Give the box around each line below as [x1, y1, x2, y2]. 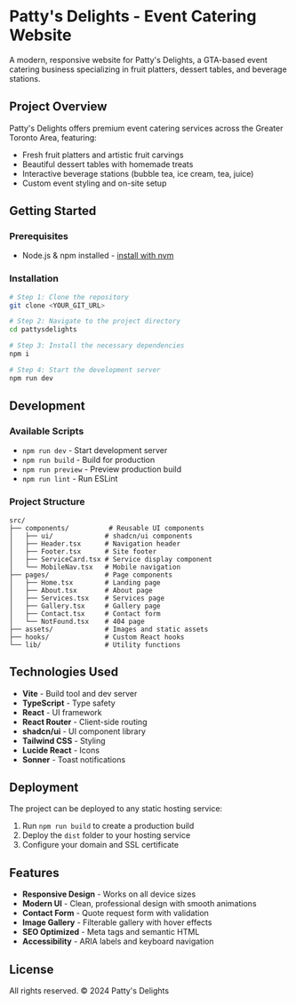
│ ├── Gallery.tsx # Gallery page [9, 602, 162, 610]
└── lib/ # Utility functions [9, 640, 180, 650]
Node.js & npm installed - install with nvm [21, 251, 174, 261]
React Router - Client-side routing [21, 716, 148, 727]
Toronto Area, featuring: [9, 132, 98, 143]
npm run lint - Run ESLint [21, 474, 118, 484]
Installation [9, 273, 60, 285]
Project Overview [9, 100, 108, 115]
